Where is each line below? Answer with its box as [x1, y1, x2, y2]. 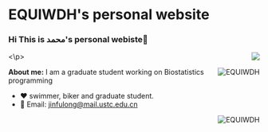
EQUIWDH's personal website [8, 6, 210, 24]
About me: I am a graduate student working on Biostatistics [8, 68, 205, 77]
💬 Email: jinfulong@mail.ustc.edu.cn [19, 99, 138, 109]
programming [8, 76, 53, 85]
